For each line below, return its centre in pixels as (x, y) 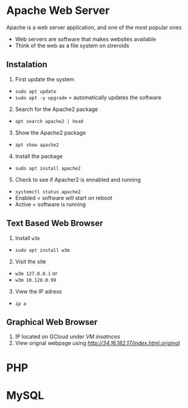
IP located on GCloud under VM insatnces (67, 336)
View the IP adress (39, 291)
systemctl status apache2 (48, 192)
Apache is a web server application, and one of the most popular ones (94, 27)
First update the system (45, 79)
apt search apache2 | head (49, 121)
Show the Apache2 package (50, 132)
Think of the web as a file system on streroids (72, 45)
